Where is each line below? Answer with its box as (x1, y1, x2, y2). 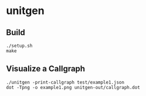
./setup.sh (6, 43, 33, 49)
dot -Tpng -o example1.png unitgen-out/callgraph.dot (6, 84, 141, 90)
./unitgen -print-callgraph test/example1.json (6, 79, 125, 85)
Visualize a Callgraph (6, 64, 86, 74)
